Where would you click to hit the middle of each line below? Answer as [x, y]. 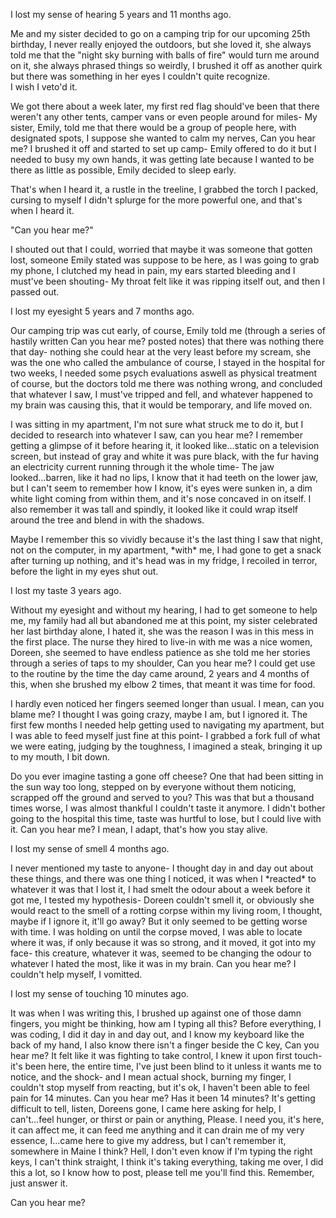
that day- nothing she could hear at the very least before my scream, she [161, 352]
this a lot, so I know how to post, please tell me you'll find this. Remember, [162, 1172]
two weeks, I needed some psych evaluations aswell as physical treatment [164, 373]
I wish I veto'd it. [44, 87]
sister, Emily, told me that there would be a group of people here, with [153, 127]
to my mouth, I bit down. [60, 757]
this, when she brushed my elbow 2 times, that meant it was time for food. [163, 684]
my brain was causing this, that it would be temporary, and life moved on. [161, 405]
